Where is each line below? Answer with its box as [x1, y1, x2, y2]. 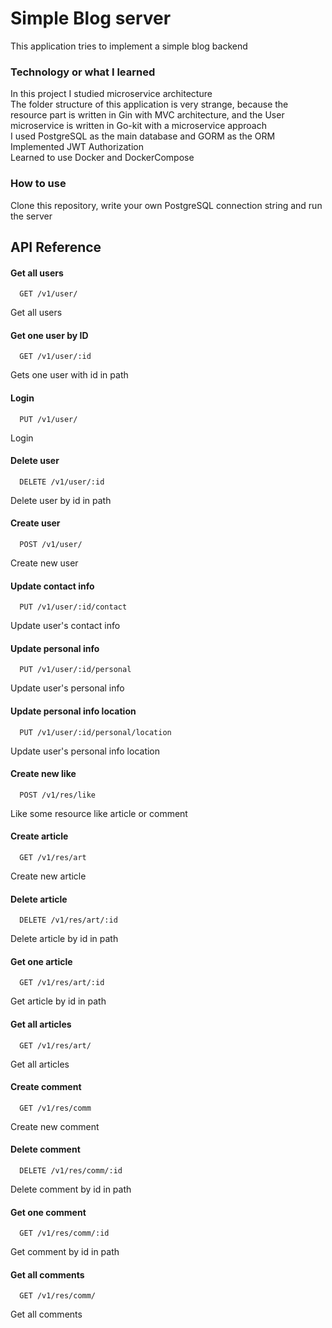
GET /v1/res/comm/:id [19, 1228, 110, 1239]
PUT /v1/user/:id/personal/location [19, 727, 172, 737]
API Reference [10, 238, 102, 256]
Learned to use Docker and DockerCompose [10, 152, 195, 164]
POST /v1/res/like [19, 790, 97, 800]
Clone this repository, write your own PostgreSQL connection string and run [10, 199, 323, 211]
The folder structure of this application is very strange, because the [10, 98, 289, 111]
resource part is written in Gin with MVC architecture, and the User [10, 109, 285, 121]
